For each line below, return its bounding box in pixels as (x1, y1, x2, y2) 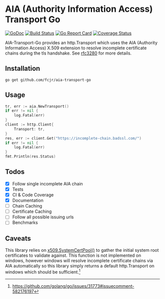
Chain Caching (12, 203, 43, 209)
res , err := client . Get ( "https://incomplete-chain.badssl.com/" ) (5, 136, 141, 141)
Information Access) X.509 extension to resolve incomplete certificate (5, 45, 147, 51)
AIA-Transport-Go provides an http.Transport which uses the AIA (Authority (5, 39, 158, 45)
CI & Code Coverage (12, 192, 54, 198)
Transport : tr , (14, 126, 45, 131)
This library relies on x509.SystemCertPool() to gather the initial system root (5, 247, 159, 253)
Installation (5, 64, 40, 73)
